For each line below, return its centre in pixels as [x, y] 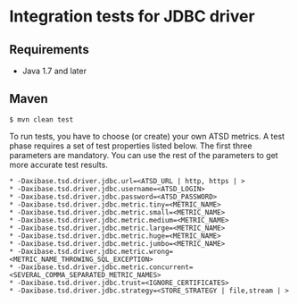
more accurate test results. [59, 165]
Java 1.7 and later [54, 71]
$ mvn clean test [41, 119]
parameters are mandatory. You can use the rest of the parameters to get [144, 155]
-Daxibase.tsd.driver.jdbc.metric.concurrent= [105, 267]
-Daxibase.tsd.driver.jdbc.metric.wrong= [95, 251]
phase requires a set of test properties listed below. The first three [131, 146]
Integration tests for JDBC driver [132, 17]
